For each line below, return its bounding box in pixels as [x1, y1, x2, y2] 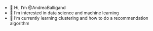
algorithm [9, 20, 30, 26]
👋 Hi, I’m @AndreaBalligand [9, 5, 66, 10]
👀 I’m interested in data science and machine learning [9, 10, 119, 16]
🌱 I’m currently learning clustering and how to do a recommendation [9, 15, 149, 21]
